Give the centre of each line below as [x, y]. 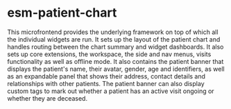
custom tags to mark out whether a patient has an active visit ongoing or [111, 91]
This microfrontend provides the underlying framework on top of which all [113, 32]
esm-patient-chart [62, 13]
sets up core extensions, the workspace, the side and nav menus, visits [109, 54]
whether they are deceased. [48, 98]
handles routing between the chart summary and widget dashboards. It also [115, 47]
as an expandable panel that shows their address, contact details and [106, 76]
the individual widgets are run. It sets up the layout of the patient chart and [114, 39]
